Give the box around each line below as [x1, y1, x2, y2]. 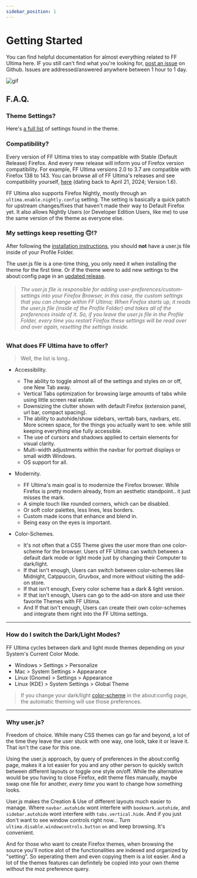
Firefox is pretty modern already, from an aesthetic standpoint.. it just [23, 488, 191, 495]
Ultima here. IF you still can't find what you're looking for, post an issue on [6, 59, 185, 66]
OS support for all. [23, 459, 68, 466]
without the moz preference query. [6, 866, 90, 873]
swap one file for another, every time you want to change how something [6, 781, 183, 788]
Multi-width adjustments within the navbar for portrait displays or [23, 446, 181, 453]
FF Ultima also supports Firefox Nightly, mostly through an [6, 189, 147, 197]
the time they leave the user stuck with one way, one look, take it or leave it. [6, 738, 189, 745]
